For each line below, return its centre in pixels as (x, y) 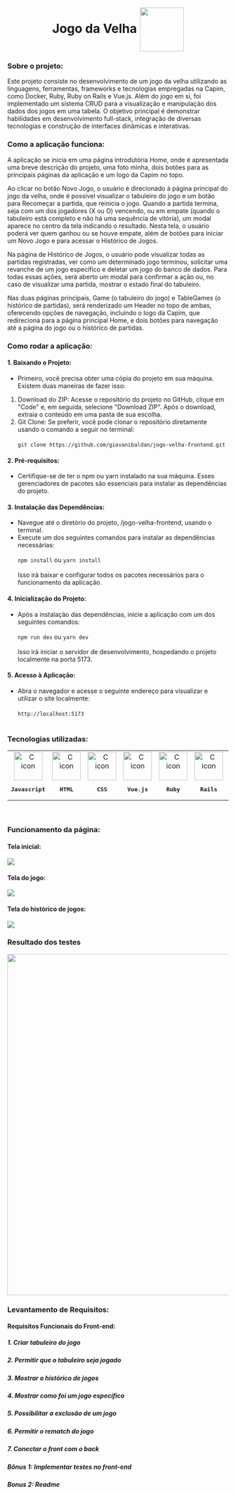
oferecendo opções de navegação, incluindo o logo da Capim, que (104, 312)
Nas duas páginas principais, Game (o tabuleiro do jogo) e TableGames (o (114, 298)
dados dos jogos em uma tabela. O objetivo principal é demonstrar (104, 111)
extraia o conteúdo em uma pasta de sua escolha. (90, 414)
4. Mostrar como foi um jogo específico (66, 1396)
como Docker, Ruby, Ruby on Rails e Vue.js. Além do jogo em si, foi (104, 96)
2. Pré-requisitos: (33, 460)
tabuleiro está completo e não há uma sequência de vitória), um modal (109, 218)
